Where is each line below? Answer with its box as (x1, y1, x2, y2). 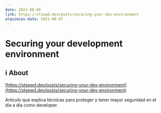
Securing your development (5, 38, 123, 49)
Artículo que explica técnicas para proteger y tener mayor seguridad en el (5, 97, 157, 103)
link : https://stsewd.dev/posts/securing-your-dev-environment (5, 12, 139, 17)
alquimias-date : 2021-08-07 (5, 16, 64, 21)
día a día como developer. (5, 102, 58, 108)
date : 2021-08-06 (5, 7, 41, 12)
